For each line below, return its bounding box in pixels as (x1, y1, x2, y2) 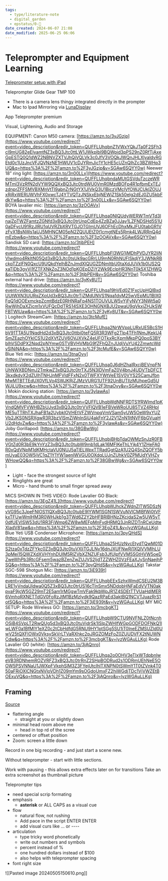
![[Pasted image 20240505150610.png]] (5, 870, 87, 876)
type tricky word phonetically (19, 833, 80, 839)
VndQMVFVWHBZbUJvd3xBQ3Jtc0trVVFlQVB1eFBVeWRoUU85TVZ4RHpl (5, 404, 159, 410)
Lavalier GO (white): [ (5, 641, 49, 647)
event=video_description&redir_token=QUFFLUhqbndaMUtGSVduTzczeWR (5, 176, 160, 182)
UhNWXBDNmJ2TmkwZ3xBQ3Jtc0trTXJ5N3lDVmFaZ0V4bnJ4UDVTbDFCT (5, 367, 162, 373)
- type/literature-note (9, 12, 59, 17)
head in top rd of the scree (19, 726, 75, 733)
